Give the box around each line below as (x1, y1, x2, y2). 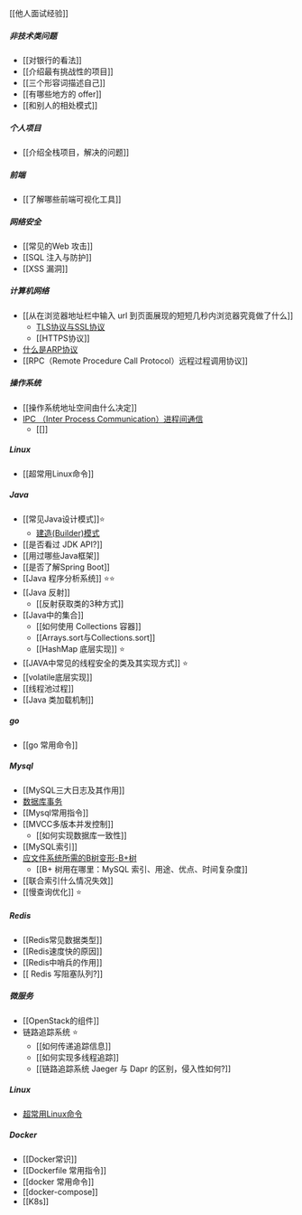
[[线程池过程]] (22, 683, 75, 693)
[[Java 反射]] (22, 587, 70, 598)
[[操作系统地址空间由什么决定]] (22, 401, 138, 413)
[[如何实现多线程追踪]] (35, 1051, 120, 1062)
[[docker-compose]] (22, 1186, 98, 1197)
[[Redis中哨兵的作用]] (22, 956, 103, 967)
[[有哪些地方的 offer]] (22, 89, 102, 99)
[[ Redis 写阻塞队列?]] (22, 968, 104, 979)
